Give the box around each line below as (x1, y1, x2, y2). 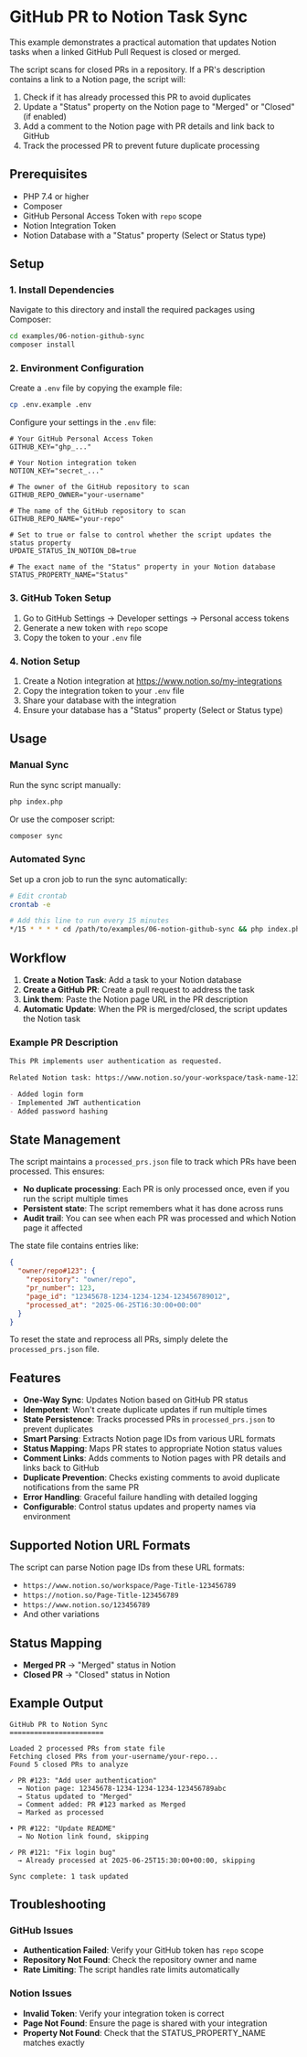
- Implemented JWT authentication (9, 1098, 142, 1107)
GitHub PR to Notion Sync (9, 1720, 108, 1729)
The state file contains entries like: (9, 1241, 139, 1252)
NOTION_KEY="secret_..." (9, 466, 104, 476)
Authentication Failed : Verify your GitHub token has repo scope (22, 1945, 264, 1956)
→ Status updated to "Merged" (17, 1792, 132, 1801)
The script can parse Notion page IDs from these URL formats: (9, 1561, 245, 1573)
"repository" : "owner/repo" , (26, 1275, 137, 1284)
